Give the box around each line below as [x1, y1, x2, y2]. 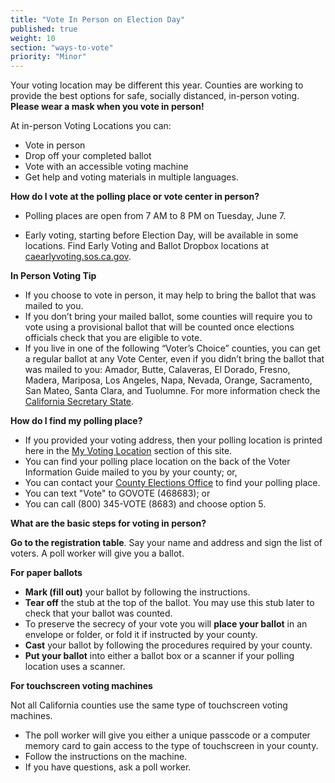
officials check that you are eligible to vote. [24, 332, 203, 344]
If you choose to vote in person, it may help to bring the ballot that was [24, 289, 317, 301]
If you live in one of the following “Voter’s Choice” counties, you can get [24, 342, 321, 355]
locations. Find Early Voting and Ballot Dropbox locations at [24, 240, 270, 252]
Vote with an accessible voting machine [24, 161, 189, 173]
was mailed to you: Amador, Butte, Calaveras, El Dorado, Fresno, [24, 364, 291, 376]
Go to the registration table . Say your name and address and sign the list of [10, 537, 323, 549]
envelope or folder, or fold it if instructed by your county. [24, 629, 258, 641]
